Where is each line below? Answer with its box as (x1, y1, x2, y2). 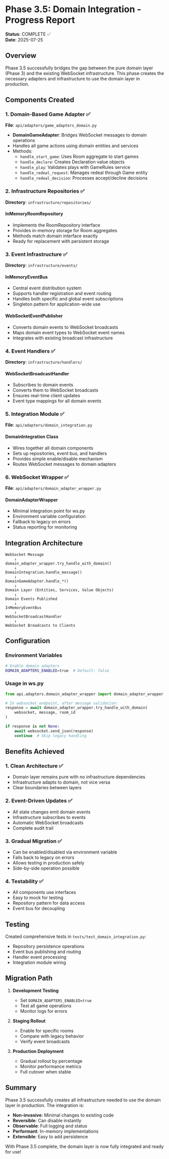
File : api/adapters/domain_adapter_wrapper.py (5, 485, 102, 491)
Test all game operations (20, 1003, 72, 1009)
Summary (5, 1084, 37, 1092)
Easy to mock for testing (12, 894, 64, 901)
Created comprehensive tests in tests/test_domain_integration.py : (5, 933, 146, 939)
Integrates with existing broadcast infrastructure (12, 335, 113, 341)
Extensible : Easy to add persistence (12, 1133, 88, 1139)
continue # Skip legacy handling (14, 733, 87, 738)
